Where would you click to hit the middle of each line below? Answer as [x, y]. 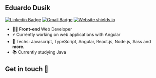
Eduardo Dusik [28, 8]
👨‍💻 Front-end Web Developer [42, 29]
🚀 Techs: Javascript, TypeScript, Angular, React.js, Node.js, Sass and [81, 41]
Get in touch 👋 [27, 69]
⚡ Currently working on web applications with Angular [66, 34]
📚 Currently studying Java [39, 52]
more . [18, 47]
